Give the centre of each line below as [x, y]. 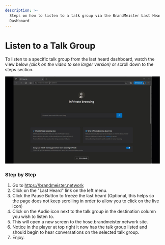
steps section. [19, 70]
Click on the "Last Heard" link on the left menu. [60, 191]
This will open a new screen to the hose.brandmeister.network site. [80, 222]
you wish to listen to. [33, 217]
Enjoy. [18, 238]
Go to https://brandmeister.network [48, 185]
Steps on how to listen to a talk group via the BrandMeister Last [80, 15]
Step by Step [21, 174]
